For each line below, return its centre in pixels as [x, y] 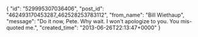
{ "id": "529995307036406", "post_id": [55, 9]
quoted [15, 27]
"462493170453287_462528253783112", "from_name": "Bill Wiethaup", [95, 15]
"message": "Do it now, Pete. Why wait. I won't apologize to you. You [93, 21]
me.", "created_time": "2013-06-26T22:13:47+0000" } [93, 27]
